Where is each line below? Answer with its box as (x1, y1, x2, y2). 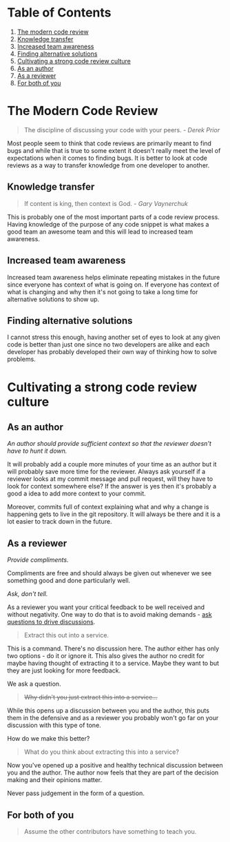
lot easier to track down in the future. (7, 517, 112, 526)
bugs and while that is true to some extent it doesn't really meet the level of (7, 146, 221, 154)
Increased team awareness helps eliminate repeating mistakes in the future (7, 273, 220, 281)
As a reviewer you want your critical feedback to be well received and (7, 603, 205, 611)
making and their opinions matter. (7, 776, 103, 784)
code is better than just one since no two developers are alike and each (7, 340, 210, 349)
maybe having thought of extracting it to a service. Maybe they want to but (7, 659, 219, 668)
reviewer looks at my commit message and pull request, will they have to (7, 475, 213, 483)
